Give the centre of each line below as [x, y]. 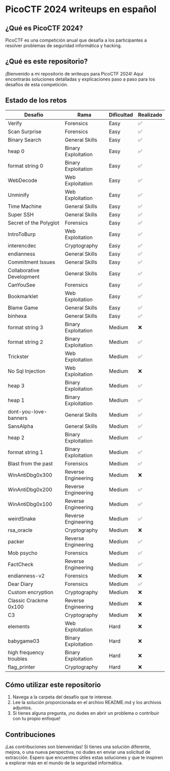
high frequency [26, 652]
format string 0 [26, 166]
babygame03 [24, 641]
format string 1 [26, 452]
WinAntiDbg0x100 [30, 504]
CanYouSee [22, 285]
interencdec [22, 245]
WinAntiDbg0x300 [30, 475]
